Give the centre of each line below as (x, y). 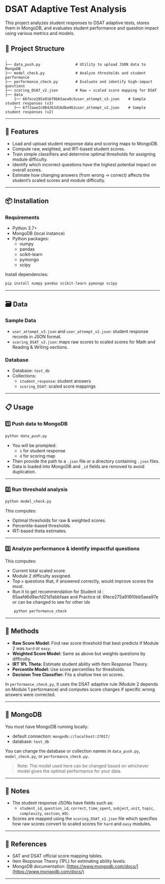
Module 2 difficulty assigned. (42, 576)
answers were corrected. (30, 695)
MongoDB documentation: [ (40, 866)
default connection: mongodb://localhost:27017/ (61, 736)
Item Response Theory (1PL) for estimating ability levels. (69, 861)
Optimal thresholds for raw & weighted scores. (59, 520)
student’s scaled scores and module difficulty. (59, 180)
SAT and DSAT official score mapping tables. (57, 856)
